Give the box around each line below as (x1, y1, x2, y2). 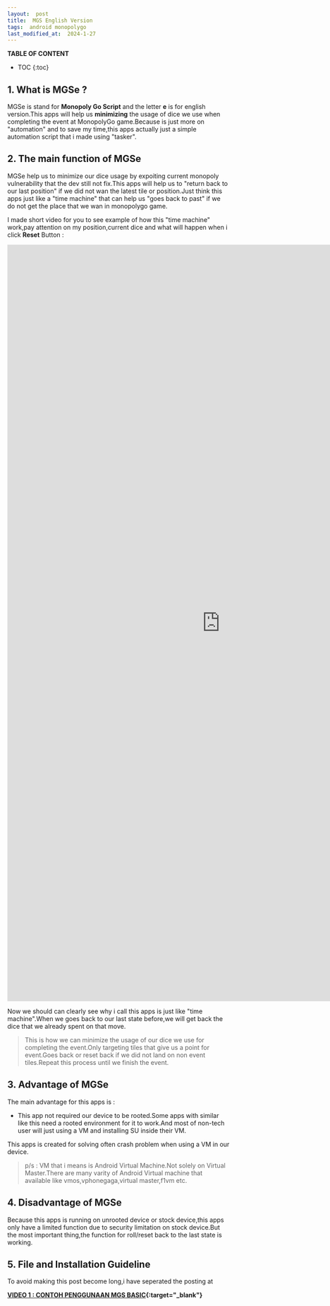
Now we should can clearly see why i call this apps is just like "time (7, 1007, 203, 1015)
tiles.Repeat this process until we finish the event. (24, 1058, 169, 1066)
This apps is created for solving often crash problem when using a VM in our (7, 1140, 230, 1148)
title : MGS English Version (7, 17, 93, 24)
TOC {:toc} (17, 63, 49, 71)
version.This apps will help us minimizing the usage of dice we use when (7, 110, 221, 119)
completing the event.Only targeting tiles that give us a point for (24, 1043, 210, 1051)
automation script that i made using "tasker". (7, 132, 137, 141)
